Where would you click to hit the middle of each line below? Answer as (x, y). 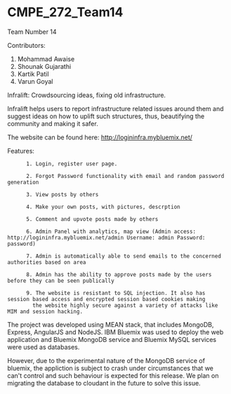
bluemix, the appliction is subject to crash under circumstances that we (111, 368)
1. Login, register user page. (72, 164)
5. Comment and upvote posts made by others (92, 219)
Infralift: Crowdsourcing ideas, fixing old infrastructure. (87, 95)
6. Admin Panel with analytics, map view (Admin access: (111, 231)
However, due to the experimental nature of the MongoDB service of (106, 360)
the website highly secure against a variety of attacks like (125, 305)
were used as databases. (44, 347)
